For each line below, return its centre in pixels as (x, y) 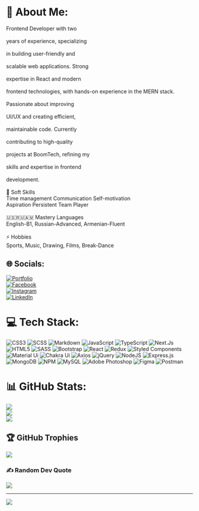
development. (23, 179)
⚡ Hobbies (19, 237)
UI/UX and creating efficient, (41, 116)
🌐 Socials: (25, 264)
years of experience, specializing (46, 41)
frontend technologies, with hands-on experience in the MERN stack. (90, 91)
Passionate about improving (40, 104)
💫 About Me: (37, 12)
